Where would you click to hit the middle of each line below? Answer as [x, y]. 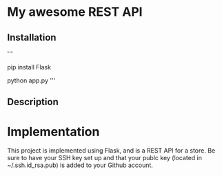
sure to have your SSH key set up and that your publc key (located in [104, 158]
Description [33, 102]
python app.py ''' [31, 80]
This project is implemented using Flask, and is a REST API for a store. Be [111, 151]
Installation [32, 37]
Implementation [53, 132]
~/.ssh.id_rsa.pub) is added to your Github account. [80, 165]
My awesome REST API [75, 12]
